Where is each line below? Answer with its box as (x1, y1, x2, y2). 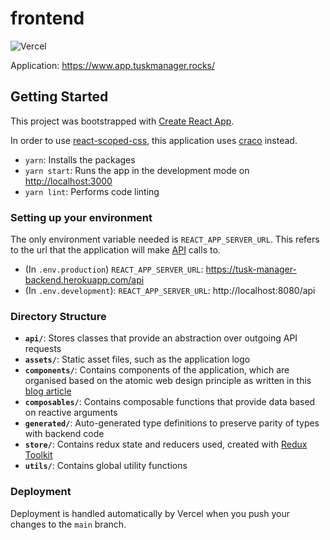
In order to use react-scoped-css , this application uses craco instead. (10, 134, 298, 146)
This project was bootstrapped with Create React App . (10, 115, 235, 127)
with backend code (24, 428, 105, 440)
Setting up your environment (10, 210, 153, 224)
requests (24, 343, 62, 355)
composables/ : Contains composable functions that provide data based (24, 396, 316, 408)
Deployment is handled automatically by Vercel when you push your (10, 507, 290, 519)
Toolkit (24, 449, 53, 461)
